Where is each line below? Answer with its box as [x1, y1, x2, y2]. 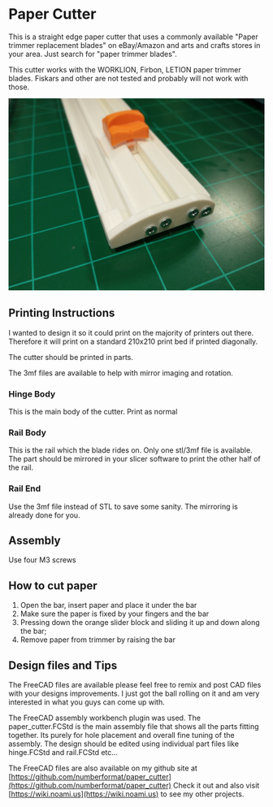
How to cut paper [8, 579, 97, 592]
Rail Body [8, 427, 47, 438]
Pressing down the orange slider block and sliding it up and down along [19, 618, 260, 627]
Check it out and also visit [173, 781, 260, 791]
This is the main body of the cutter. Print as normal [8, 407, 178, 417]
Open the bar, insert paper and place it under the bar [19, 601, 197, 610]
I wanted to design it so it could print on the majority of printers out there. [8, 328, 254, 337]
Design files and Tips [8, 658, 118, 672]
